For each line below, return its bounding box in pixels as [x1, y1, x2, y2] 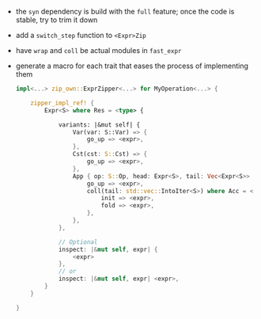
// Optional [58, 237, 98, 246]
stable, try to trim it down [15, 15, 98, 25]
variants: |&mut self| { [58, 120, 141, 129]
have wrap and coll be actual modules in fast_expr [15, 46, 182, 55]
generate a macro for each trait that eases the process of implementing [15, 61, 249, 70]
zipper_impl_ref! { [30, 99, 95, 107]
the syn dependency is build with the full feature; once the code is [15, 7, 235, 16]
